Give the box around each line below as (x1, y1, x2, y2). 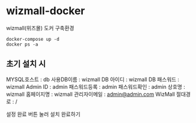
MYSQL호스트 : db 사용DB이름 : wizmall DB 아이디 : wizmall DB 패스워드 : (6, 76, 179, 83)
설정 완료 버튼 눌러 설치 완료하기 (6, 111, 81, 118)
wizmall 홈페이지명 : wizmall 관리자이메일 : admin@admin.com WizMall (6, 90, 175, 98)
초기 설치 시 (6, 59, 46, 69)
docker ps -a (6, 41, 38, 47)
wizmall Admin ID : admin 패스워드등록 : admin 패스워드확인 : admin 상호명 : (6, 83, 185, 90)
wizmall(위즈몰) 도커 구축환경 (6, 24, 75, 31)
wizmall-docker (6, 4, 85, 18)
